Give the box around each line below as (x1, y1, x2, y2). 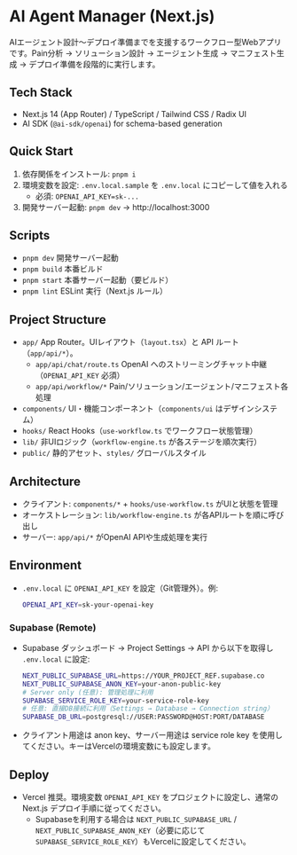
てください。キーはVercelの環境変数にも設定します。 (21, 741, 215, 751)
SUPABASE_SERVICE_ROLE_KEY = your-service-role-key (21, 696, 210, 705)
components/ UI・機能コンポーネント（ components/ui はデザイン (21, 404, 254, 414)
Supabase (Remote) (9, 621, 97, 633)
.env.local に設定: (21, 654, 90, 664)
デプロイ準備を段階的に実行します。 (28, 59, 160, 69)
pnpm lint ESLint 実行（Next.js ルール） (21, 286, 168, 296)
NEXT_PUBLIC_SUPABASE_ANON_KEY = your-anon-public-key (21, 679, 222, 688)
